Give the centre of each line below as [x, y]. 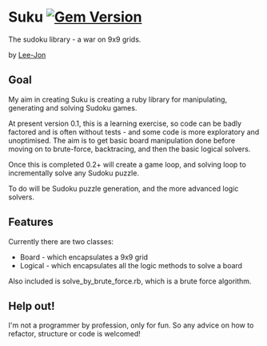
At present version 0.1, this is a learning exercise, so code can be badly [125, 123]
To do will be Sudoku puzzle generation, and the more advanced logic [124, 188]
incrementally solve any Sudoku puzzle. [74, 173]
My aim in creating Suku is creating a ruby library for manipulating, [118, 99]
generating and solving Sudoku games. [73, 107]
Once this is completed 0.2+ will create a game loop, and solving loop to [127, 164]
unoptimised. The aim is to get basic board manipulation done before [122, 140]
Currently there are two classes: [61, 241]
